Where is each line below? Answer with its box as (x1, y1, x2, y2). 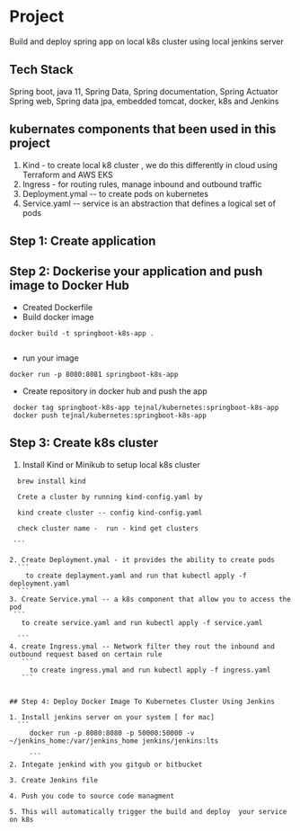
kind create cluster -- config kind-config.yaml (17, 508, 203, 517)
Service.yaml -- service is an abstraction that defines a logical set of (22, 198, 277, 209)
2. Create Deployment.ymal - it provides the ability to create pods (9, 555, 276, 564)
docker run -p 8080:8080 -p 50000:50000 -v (29, 728, 195, 737)
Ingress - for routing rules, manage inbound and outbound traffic (22, 178, 262, 190)
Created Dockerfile (22, 301, 93, 312)
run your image (22, 353, 79, 363)
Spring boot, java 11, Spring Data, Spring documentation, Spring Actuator (9, 85, 278, 96)
